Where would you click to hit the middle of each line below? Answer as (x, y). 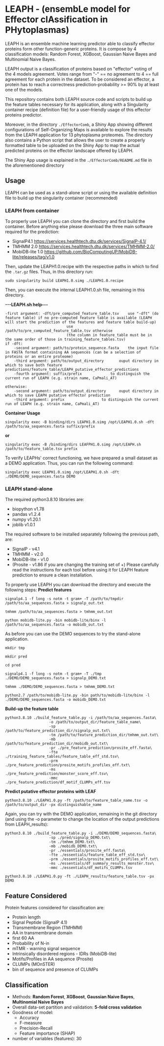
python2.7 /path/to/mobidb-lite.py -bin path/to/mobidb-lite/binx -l (78, 695)
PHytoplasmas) (37, 30)
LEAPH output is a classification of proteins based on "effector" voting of (79, 69)
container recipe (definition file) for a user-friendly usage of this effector (78, 110)
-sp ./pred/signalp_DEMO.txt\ (80, 838)
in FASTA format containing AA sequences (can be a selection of (73, 353)
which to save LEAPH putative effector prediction (58, 395)
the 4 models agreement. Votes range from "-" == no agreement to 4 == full (82, 74)
